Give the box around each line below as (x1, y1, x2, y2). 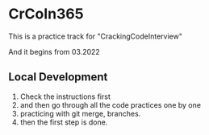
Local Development (8, 70, 108, 84)
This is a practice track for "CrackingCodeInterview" (8, 31, 183, 41)
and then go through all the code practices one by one (19, 100, 202, 109)
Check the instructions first (19, 92, 111, 101)
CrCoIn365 (8, 5, 84, 23)
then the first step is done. (19, 117, 108, 127)
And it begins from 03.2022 (8, 47, 101, 56)
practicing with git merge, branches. (19, 108, 141, 118)
